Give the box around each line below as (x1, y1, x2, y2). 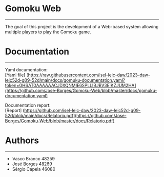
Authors (5, 135, 39, 146)
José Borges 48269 (12, 161, 52, 167)
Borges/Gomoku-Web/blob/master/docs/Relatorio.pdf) (5, 118, 115, 124)
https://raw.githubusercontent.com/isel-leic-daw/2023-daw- (28, 72, 150, 78)
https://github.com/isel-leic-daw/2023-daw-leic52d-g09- (24, 107, 141, 113)
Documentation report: (5, 102, 51, 108)
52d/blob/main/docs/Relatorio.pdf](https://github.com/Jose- (5, 112, 127, 118)
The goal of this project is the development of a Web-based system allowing (5, 23, 159, 29)
